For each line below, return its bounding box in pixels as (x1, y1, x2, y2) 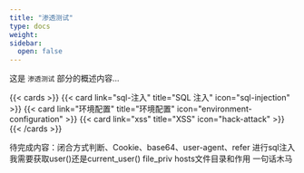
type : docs (9, 22, 51, 31)
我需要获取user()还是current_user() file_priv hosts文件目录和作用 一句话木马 (9, 153, 293, 164)
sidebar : (9, 38, 43, 48)
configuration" (9, 114, 64, 125)
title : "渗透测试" (9, 13, 74, 23)
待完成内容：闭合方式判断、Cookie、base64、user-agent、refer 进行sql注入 (9, 142, 296, 153)
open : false (17, 47, 64, 56)
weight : (9, 30, 39, 39)
